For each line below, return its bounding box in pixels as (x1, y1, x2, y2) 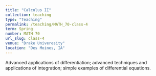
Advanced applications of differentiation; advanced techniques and (5, 59, 147, 65)
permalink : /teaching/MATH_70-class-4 (5, 21, 88, 27)
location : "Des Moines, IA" (5, 45, 65, 50)
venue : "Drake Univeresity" (5, 41, 65, 46)
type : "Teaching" (5, 17, 42, 22)
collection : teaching (5, 12, 52, 17)
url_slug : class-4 (5, 36, 44, 41)
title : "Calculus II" (5, 7, 52, 13)
